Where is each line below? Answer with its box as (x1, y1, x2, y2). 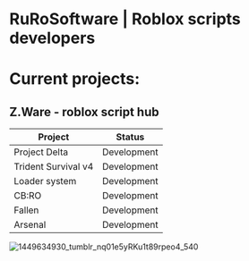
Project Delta (13, 146, 69, 158)
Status (116, 130, 145, 143)
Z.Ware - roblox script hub (9, 104, 159, 120)
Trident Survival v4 (13, 161, 94, 173)
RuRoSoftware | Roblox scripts (9, 9, 242, 29)
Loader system (13, 175, 77, 188)
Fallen (13, 204, 39, 216)
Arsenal (13, 219, 47, 232)
